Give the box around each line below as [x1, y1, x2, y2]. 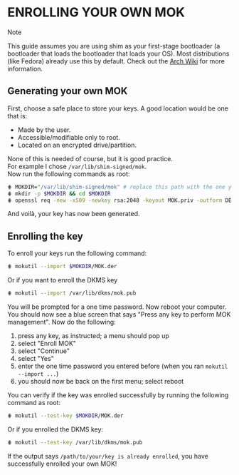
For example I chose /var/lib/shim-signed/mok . [7, 162, 147, 170]
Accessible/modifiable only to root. [17, 133, 121, 141]
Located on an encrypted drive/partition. [17, 141, 137, 149]
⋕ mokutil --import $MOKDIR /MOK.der [7, 263, 117, 270]
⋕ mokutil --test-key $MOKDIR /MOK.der [7, 412, 124, 419]
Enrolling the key [7, 230, 83, 242]
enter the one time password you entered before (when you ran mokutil [17, 362, 228, 370]
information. [7, 64, 43, 73]
